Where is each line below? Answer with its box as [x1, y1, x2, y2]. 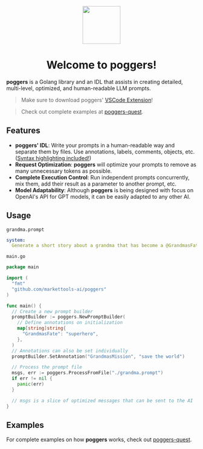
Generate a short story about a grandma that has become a [11, 242, 164, 249]
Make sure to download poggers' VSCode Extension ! [21, 96, 153, 103]
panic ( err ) [17, 381, 45, 387]
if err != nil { [11, 375, 53, 382]
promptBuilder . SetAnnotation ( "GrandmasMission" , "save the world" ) [11, 354, 185, 360]
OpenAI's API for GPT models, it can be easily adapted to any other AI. [14, 193, 191, 200]
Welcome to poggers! [46, 58, 157, 72]
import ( [6, 275, 28, 281]
